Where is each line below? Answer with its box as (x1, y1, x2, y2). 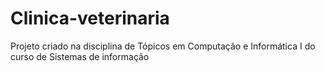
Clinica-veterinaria (10, 7, 170, 30)
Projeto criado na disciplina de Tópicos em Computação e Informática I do (10, 40, 316, 52)
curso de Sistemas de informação (10, 50, 150, 62)
